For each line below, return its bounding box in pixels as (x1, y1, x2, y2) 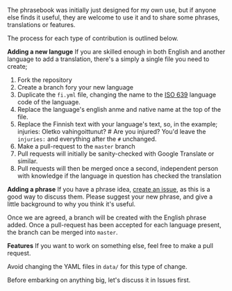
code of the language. (17, 98, 81, 106)
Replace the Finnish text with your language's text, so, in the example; (17, 120, 218, 128)
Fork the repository (17, 76, 73, 84)
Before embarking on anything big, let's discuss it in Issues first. (7, 276, 191, 284)
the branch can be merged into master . (7, 228, 118, 236)
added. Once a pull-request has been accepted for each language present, (7, 221, 222, 228)
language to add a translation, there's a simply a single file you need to (7, 55, 210, 63)
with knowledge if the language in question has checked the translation (17, 172, 222, 180)
